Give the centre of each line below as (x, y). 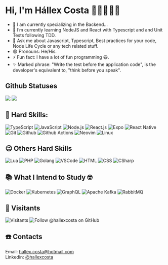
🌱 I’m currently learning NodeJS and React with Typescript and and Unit (88, 29)
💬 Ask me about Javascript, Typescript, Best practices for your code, (85, 41)
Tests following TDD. (34, 35)
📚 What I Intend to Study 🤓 (49, 177)
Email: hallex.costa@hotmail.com (40, 251)
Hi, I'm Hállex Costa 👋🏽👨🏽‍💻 (63, 10)
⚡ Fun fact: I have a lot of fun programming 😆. (61, 57)
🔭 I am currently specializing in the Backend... (60, 24)
